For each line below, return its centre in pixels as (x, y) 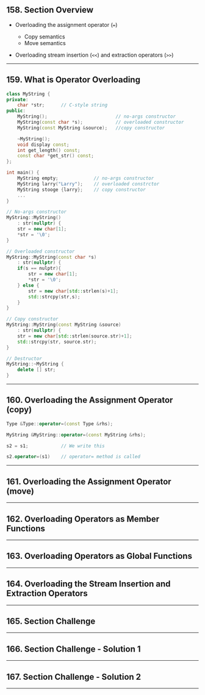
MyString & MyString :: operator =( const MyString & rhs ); (76, 435)
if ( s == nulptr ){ (39, 268)
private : (17, 99)
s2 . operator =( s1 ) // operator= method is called (73, 457)
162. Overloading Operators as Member (83, 519)
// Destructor (24, 358)
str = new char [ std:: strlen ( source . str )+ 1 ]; (75, 336)
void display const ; (43, 145)
